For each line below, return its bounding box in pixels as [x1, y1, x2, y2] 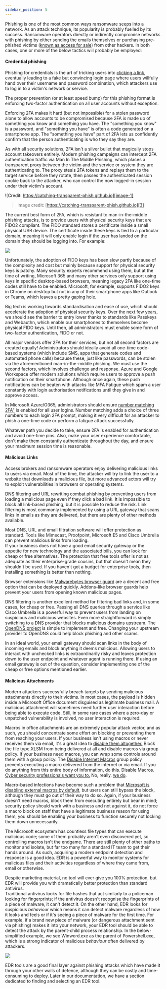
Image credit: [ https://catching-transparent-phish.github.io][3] [17, 202, 144, 208]
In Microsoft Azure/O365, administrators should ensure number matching [5, 401, 154, 407]
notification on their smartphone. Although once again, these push [5, 376, 140, 382]
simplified [5, 933, 25, 939]
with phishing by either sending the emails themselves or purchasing [5, 37, 145, 43]
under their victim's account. [5, 183, 64, 189]
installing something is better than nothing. [5, 569, 92, 575]
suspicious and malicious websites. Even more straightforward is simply [5, 615, 152, 621]
